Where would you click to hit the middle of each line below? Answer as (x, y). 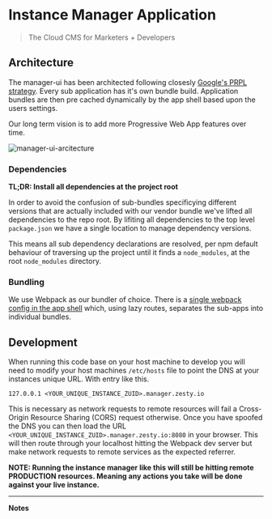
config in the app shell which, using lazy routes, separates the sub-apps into (136, 308)
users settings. (33, 108)
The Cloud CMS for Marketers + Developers (102, 37)
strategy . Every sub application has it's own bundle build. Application (123, 91)
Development (43, 342)
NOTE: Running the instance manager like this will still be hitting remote (131, 468)
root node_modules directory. (55, 262)
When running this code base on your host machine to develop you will (127, 362)
